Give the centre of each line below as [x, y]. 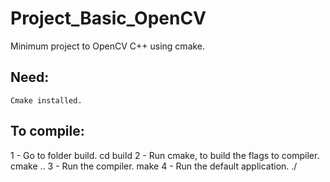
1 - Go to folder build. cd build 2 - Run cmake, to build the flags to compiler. [165, 155]
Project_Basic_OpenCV [108, 18]
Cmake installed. [46, 100]
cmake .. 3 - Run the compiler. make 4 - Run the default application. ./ [154, 166]
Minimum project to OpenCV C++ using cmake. [108, 46]
